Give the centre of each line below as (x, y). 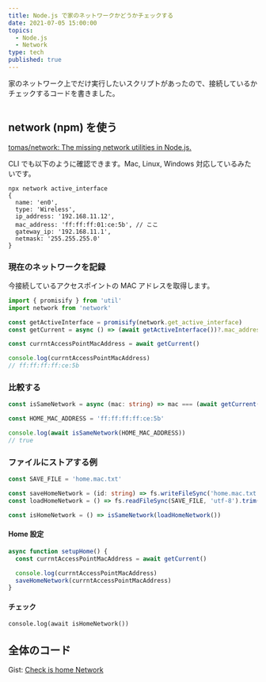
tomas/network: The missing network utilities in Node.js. (100, 147)
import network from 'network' (60, 308)
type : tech (26, 52)
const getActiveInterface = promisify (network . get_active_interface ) (125, 322)
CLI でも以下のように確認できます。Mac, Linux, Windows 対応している (123, 163)
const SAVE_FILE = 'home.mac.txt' (65, 479)
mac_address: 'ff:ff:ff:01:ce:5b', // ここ (87, 224)
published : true (35, 60)
